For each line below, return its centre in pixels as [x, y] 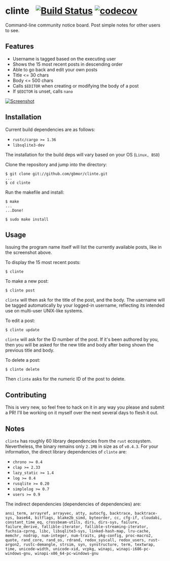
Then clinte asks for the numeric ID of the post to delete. [65, 379]
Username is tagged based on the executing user [64, 59]
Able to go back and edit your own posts [55, 69]
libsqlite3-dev [29, 145]
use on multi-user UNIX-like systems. [44, 311]
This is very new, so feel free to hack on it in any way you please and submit [85, 407]
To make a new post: [27, 281]
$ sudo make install [27, 219]
